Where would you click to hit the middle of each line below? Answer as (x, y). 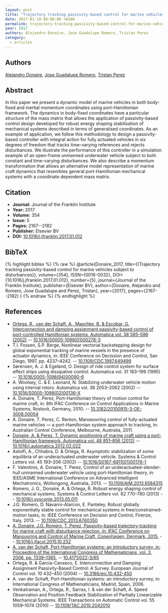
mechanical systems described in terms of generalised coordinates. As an (81, 129)
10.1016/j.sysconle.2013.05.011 (47, 499)
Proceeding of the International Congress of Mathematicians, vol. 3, (82, 552)
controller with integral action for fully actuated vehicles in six (82, 139)
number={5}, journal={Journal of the (108, 280)
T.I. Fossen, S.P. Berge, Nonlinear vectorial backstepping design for (82, 345)
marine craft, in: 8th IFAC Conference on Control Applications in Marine (85, 403)
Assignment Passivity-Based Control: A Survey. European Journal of (83, 568)
